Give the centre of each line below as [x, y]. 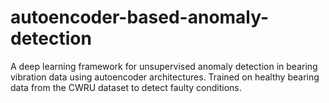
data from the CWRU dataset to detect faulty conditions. [126, 87]
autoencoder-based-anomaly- [140, 17]
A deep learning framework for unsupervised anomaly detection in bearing [164, 66]
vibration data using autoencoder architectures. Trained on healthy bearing [165, 77]
